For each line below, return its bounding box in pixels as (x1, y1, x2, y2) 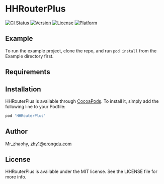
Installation (5, 85, 41, 93)
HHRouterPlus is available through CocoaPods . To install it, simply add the (5, 98, 159, 104)
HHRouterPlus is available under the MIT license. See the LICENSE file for (5, 168, 157, 174)
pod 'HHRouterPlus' (5, 113, 46, 118)
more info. (5, 174, 27, 180)
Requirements (5, 68, 50, 76)
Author (5, 127, 28, 136)
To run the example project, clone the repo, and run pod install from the (5, 47, 157, 53)
